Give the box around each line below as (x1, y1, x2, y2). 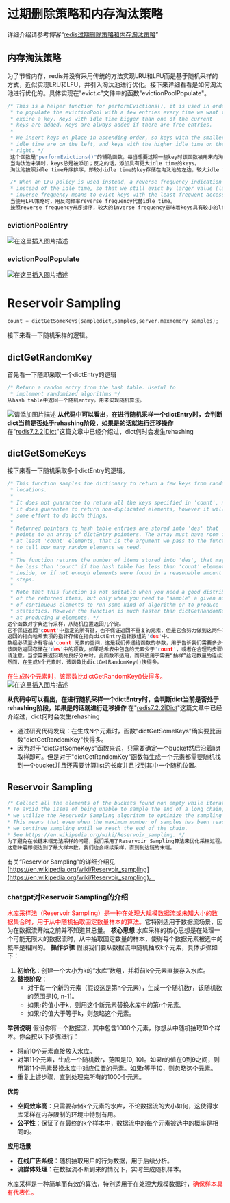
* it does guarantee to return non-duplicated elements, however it (10, 505, 210, 513)
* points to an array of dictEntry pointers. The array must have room (10, 531, 219, 538)
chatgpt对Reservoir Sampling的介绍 (7, 892, 129, 901)
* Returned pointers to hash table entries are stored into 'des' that (10, 525, 219, 532)
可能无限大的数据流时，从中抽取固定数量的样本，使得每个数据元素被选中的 (12, 934, 223, 943)
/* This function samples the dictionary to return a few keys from (7, 481, 207, 487)
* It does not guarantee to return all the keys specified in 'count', (10, 500, 219, 507)
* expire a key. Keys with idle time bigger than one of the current (10, 115, 213, 122)
